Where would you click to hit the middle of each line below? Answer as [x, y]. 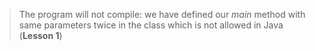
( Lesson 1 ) [40, 35]
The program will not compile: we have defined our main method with [162, 14]
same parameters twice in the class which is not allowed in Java [151, 25]
